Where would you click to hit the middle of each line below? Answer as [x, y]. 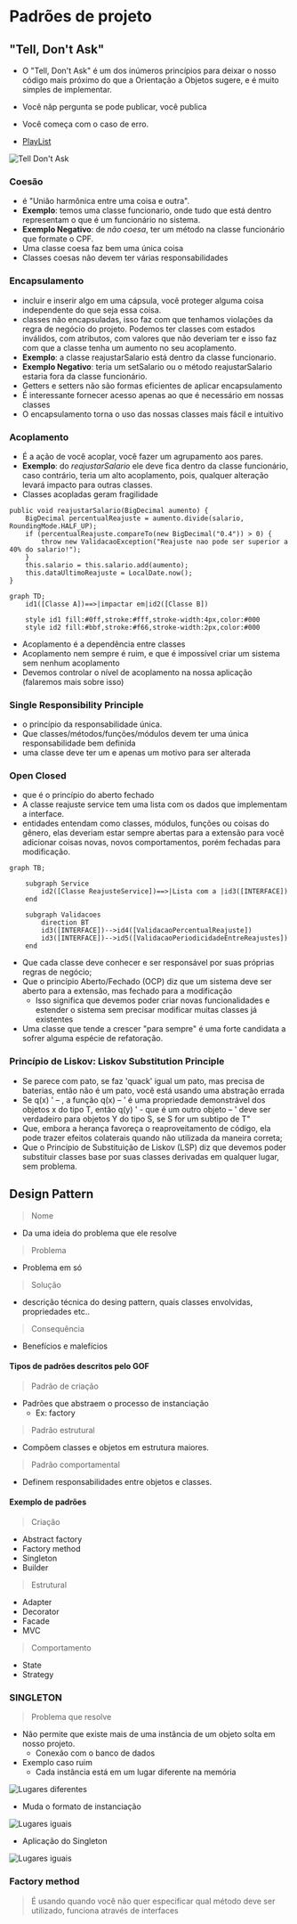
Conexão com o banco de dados [95, 1753]
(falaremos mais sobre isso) [73, 681]
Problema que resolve [71, 1717]
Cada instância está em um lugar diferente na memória [136, 1772]
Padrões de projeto [81, 16]
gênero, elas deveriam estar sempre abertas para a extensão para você [153, 833]
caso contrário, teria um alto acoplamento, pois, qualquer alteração [145, 475]
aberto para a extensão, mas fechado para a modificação [127, 991]
